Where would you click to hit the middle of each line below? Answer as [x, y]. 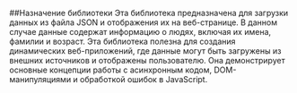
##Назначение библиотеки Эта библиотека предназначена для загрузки [149, 13]
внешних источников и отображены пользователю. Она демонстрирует [147, 60]
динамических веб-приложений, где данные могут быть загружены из [145, 51]
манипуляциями [40, 79]
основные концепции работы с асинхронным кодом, [111, 70]
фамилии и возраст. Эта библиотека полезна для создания [122, 41]
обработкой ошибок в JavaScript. [144, 79]
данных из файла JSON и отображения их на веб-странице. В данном [144, 22]
